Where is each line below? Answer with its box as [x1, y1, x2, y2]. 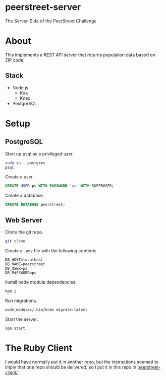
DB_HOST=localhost [5, 257, 43, 262]
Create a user [5, 174, 33, 180]
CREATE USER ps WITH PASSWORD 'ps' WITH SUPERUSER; [5, 183, 114, 189]
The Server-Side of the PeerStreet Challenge [5, 18, 97, 24]
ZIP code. [5, 57, 25, 63]
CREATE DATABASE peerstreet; [5, 202, 65, 207]
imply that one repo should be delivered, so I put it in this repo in [5, 364, 137, 370]
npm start [5, 326, 26, 331]
